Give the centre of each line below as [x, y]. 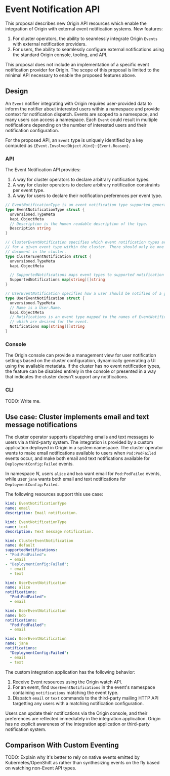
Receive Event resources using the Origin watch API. [67, 682]
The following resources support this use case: [54, 494]
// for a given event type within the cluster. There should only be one [85, 247]
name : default [20, 546]
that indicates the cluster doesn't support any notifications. [67, 377]
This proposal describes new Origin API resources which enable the [76, 23]
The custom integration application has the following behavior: [70, 672]
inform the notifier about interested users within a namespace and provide [83, 109]
